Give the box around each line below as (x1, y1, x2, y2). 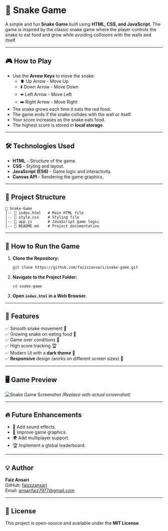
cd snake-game (12, 284, 42, 289)
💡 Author (5, 463, 34, 472)
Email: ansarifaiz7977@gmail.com (5, 487, 75, 493)
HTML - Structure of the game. (12, 157, 76, 163)
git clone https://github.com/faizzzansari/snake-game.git (12, 265, 138, 270)
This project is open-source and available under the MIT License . (5, 520, 140, 526)
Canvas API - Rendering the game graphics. (12, 173, 104, 180)
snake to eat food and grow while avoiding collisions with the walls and (5, 32, 151, 38)
